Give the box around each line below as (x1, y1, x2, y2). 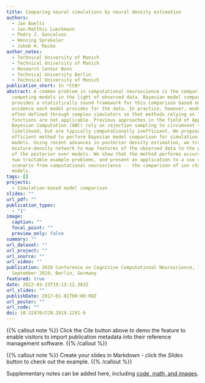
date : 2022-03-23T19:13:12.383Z (6, 282, 88, 288)
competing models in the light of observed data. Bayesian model (12, 94, 182, 100)
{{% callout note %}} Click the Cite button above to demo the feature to (6, 327, 186, 334)
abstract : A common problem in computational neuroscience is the (6, 89, 179, 95)
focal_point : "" (12, 225, 53, 231)
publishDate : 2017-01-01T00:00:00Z (6, 293, 97, 299)
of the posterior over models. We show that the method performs (12, 151, 182, 157)
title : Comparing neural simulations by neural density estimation (6, 9, 182, 15)
